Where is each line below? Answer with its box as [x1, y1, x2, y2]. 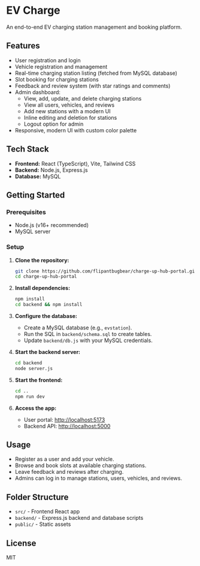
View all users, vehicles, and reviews [23, 101, 115, 108]
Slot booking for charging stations [14, 75, 99, 83]
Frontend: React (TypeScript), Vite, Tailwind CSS [14, 160, 136, 167]
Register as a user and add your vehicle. [14, 456, 115, 463]
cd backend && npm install [14, 302, 83, 308]
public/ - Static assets [14, 520, 71, 528]
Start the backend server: [14, 349, 81, 356]
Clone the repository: [14, 256, 69, 264]
